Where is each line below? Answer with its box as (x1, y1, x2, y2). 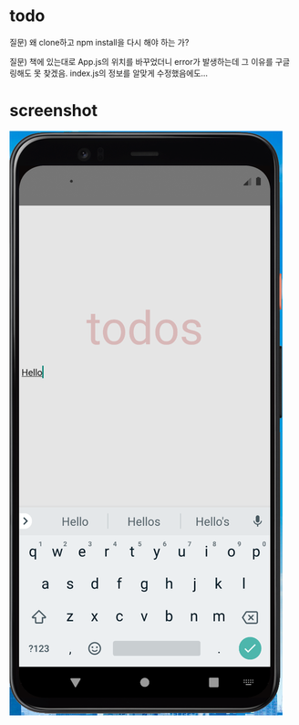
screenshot (9, 100, 98, 121)
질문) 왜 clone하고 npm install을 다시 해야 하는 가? (9, 37, 190, 47)
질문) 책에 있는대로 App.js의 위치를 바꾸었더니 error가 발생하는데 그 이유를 (9, 56, 273, 67)
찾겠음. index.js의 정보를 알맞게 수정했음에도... (43, 68, 208, 79)
